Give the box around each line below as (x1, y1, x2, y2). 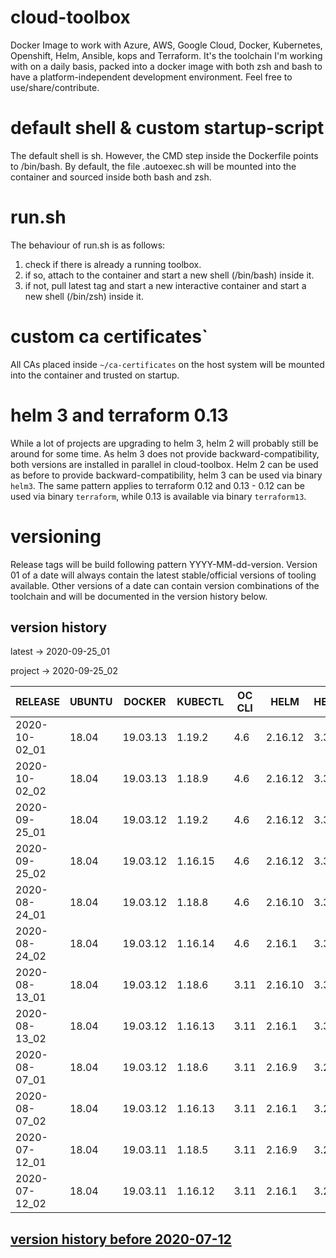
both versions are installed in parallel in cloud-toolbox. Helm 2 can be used (10, 458, 319, 470)
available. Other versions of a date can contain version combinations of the (10, 579, 320, 591)
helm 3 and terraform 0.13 (10, 404, 229, 426)
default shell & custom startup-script (10, 117, 325, 140)
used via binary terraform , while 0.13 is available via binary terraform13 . (10, 490, 307, 502)
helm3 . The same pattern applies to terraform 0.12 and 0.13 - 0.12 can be (10, 479, 305, 491)
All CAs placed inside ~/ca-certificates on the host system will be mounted (10, 358, 325, 370)
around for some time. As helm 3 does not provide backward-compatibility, (10, 447, 320, 460)
